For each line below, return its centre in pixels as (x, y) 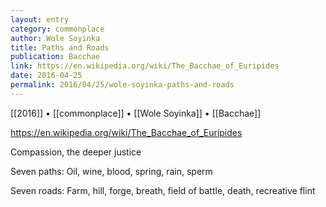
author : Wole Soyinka (55, 38)
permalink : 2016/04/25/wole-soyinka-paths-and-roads (122, 85)
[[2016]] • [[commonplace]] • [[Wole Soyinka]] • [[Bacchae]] (136, 113)
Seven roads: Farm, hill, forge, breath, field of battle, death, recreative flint (163, 190)
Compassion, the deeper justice (76, 152)
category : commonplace (57, 29)
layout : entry (40, 19)
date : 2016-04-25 (46, 76)
